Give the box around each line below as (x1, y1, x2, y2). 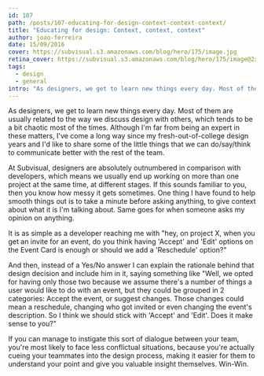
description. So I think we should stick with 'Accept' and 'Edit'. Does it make (8, 311, 253, 320)
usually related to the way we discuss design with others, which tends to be (8, 115, 253, 124)
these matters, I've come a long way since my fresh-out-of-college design (8, 131, 249, 141)
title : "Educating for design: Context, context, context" (8, 26, 206, 34)
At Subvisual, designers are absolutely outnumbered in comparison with (8, 163, 241, 173)
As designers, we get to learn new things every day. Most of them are (8, 106, 233, 116)
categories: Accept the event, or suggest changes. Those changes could (8, 294, 244, 304)
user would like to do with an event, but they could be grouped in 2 (8, 286, 225, 295)
